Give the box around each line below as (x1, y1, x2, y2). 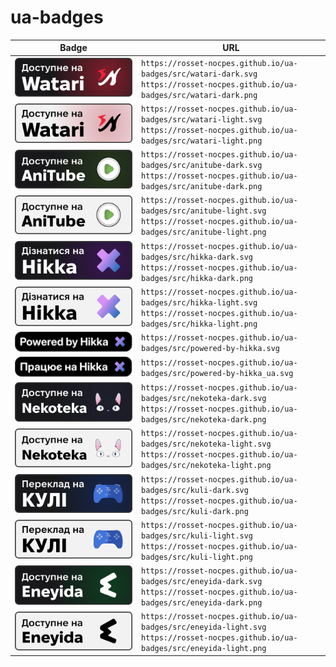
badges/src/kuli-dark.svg (141, 485, 249, 495)
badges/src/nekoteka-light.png (141, 461, 272, 471)
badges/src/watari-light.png (141, 136, 263, 146)
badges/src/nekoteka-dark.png (141, 415, 267, 425)
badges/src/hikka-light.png (141, 319, 258, 329)
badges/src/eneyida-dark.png (141, 598, 263, 608)
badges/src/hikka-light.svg (141, 297, 258, 308)
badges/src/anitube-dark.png (141, 182, 263, 192)
